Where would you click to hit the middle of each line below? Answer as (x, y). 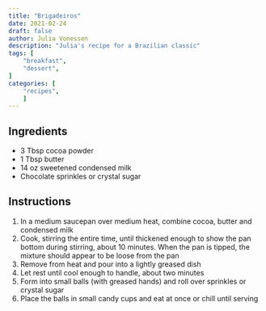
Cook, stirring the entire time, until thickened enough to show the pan (136, 238)
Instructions (40, 202)
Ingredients (38, 131)
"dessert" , (41, 69)
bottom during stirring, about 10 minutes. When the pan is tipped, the (135, 246)
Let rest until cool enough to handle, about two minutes (112, 272)
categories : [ (32, 83)
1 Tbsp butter (42, 159)
